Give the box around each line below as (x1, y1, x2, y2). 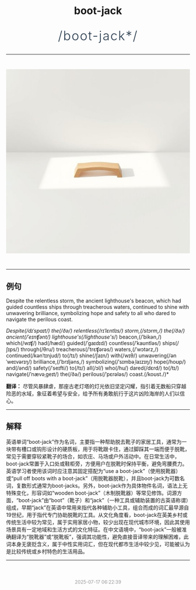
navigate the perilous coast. (6, 316, 73, 323)
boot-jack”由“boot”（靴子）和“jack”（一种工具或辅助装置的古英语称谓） (18, 496, 188, 503)
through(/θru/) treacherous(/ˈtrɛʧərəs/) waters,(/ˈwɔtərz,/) (20, 346, 159, 353)
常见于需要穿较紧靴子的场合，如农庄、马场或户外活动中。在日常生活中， (6, 453, 180, 460)
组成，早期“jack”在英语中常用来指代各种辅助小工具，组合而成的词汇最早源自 (6, 504, 190, 511)
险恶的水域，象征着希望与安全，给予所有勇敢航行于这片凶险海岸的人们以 (6, 390, 180, 397)
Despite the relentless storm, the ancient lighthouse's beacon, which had (6, 297, 181, 304)
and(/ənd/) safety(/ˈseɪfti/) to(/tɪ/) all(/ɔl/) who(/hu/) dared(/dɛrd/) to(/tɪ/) (6, 364, 180, 371)
